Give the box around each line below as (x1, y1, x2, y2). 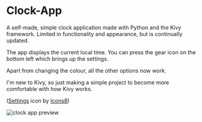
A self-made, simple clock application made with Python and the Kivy (6, 24, 182, 31)
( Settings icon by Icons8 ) (6, 97, 70, 104)
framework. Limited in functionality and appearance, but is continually (6, 30, 182, 37)
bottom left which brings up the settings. (6, 55, 109, 62)
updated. (6, 37, 29, 44)
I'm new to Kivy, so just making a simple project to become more (6, 79, 170, 86)
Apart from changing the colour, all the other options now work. (6, 66, 166, 74)
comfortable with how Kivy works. (6, 85, 93, 92)
